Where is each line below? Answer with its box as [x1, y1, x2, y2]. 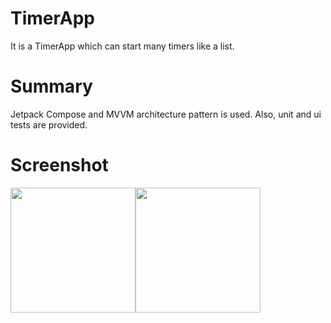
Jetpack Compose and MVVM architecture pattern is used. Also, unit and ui [10, 108, 322, 120]
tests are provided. [10, 118, 88, 131]
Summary [10, 75, 93, 98]
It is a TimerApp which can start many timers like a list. [10, 40, 235, 52]
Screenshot [10, 154, 109, 177]
